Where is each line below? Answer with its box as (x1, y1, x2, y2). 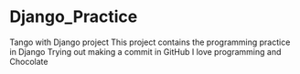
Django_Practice (9, 6, 138, 27)
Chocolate (9, 56, 48, 67)
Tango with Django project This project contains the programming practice (9, 37, 291, 48)
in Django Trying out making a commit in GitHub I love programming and (9, 46, 282, 57)
